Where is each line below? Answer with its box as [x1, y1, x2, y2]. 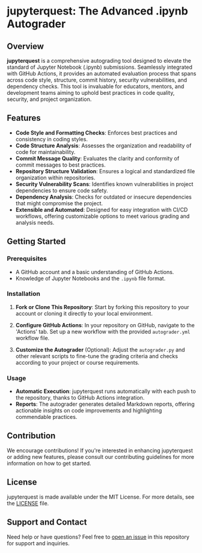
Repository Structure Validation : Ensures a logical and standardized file [15, 167, 195, 174]
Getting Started [7, 237, 66, 247]
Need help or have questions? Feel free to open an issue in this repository [7, 533, 190, 540]
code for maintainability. [15, 148, 76, 155]
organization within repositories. [15, 174, 96, 181]
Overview [7, 41, 44, 51]
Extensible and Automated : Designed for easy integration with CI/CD [15, 206, 188, 213]
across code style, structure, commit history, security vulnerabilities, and [7, 77, 188, 83]
